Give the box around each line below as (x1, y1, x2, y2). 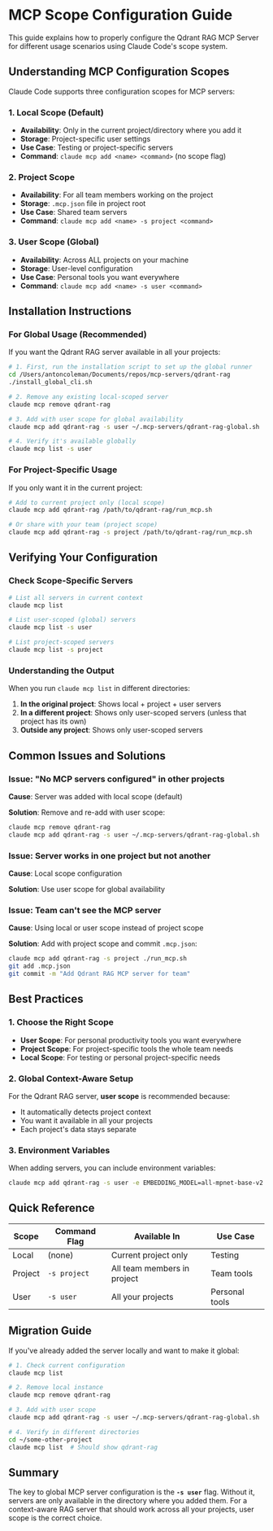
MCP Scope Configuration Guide (8, 6, 233, 24)
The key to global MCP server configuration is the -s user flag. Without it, (8, 1487, 256, 1497)
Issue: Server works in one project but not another (8, 850, 211, 861)
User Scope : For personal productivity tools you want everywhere (19, 1035, 242, 1045)
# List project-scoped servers (8, 638, 115, 646)
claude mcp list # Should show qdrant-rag (8, 1443, 158, 1451)
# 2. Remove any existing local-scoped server (8, 392, 169, 400)
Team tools (210, 1267, 253, 1279)
